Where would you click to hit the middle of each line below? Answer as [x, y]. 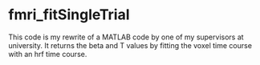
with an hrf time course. [48, 54]
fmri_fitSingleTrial [69, 15]
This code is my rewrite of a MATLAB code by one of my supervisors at [126, 37]
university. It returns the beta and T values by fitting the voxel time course [130, 45]
